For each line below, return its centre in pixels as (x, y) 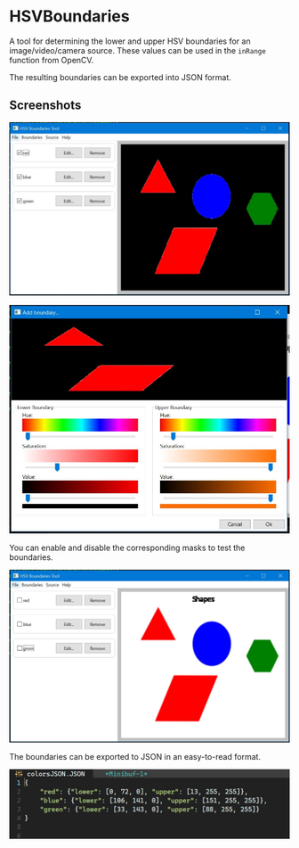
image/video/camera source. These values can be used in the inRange (138, 50)
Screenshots (45, 106)
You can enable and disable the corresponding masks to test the (127, 547)
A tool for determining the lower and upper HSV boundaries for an (130, 41)
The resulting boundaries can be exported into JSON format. (120, 77)
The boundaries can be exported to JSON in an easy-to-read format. (135, 757)
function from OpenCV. (52, 60)
